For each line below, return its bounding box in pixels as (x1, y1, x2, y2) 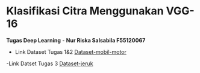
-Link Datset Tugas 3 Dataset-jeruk (6, 60, 93, 67)
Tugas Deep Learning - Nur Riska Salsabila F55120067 (6, 36, 146, 44)
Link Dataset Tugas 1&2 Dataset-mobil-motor (14, 48, 127, 55)
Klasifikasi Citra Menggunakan (6, 4, 164, 18)
